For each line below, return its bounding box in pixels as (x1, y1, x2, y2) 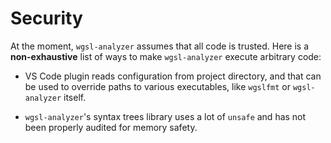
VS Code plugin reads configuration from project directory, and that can (24, 70, 322, 82)
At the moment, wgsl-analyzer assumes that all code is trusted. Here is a (10, 40, 310, 52)
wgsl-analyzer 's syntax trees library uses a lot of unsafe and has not (24, 110, 307, 122)
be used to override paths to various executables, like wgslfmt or (24, 80, 292, 92)
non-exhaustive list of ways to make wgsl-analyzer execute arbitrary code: (10, 50, 322, 62)
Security (10, 7, 83, 30)
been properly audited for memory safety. (24, 121, 198, 133)
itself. (63, 91, 87, 103)
